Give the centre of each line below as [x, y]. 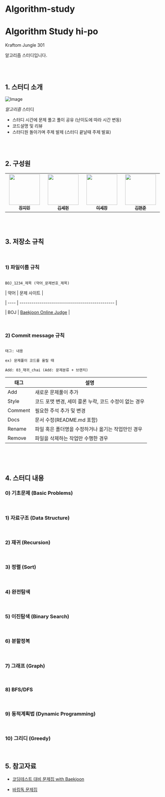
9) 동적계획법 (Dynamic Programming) [50, 714]
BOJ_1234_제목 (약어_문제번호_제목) [37, 283]
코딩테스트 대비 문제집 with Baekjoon [48, 779]
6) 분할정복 [18, 641]
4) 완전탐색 [18, 592]
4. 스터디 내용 [25, 478]
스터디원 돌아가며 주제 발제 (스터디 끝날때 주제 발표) [62, 132]
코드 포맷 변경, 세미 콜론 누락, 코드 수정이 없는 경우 [90, 401]
